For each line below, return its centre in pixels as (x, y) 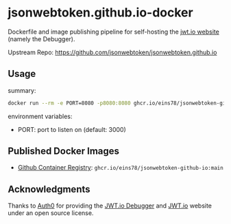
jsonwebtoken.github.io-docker (101, 13)
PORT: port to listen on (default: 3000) (72, 129)
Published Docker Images (63, 152)
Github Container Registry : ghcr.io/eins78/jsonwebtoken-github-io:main (120, 168)
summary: (22, 90)
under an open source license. (51, 213)
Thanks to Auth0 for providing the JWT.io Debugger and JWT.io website (110, 206)
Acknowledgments (49, 189)
